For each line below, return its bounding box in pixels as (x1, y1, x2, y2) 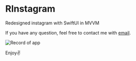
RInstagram (5, 3, 56, 15)
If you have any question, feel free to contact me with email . (5, 29, 131, 36)
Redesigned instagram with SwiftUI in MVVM (5, 20, 99, 26)
